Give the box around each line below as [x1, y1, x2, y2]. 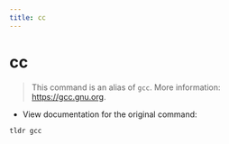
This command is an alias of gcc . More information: [31, 82, 221, 93]
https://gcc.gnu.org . [31, 91, 106, 102]
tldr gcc [9, 126, 42, 135]
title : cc [9, 13, 47, 22]
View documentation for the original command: [22, 109, 197, 120]
